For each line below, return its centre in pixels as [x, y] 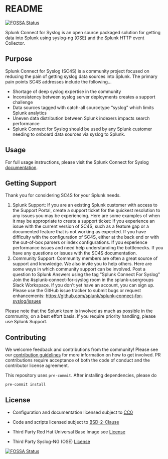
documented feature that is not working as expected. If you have [79, 232]
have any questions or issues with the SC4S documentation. [74, 253]
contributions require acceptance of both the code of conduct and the [78, 360]
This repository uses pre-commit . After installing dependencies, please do [81, 376]
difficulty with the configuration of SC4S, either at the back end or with [86, 237]
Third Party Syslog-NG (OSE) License [51, 441]
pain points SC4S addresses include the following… [58, 81]
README [24, 9]
